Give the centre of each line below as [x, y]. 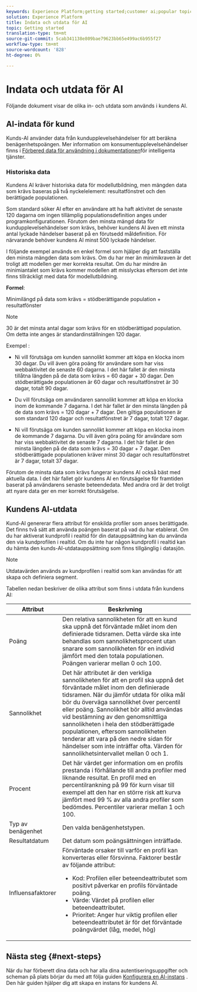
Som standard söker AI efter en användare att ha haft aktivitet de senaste [94, 208]
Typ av [18, 824]
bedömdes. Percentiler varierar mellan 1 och [123, 807]
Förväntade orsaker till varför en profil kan [120, 851]
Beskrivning [125, 609]
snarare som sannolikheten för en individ [118, 649]
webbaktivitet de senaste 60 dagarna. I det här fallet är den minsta [95, 369]
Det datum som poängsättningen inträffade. [123, 841]
